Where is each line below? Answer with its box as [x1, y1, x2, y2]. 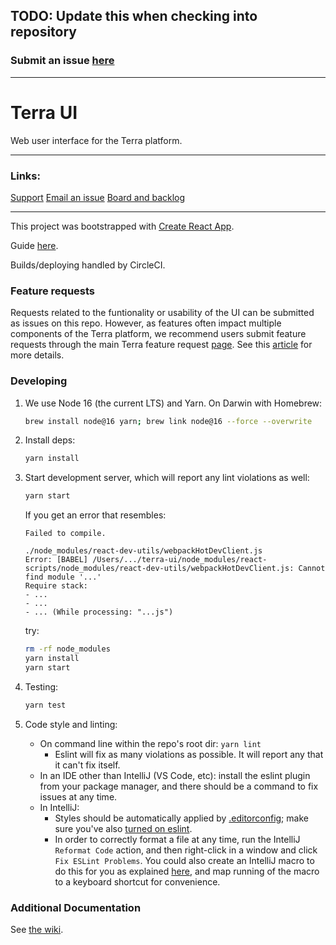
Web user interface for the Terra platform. [10, 134, 183, 146]
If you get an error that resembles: [24, 509, 167, 521]
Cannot [298, 564, 326, 574]
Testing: [24, 680, 59, 693]
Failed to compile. [24, 529, 107, 539]
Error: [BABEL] [24, 555, 89, 565]
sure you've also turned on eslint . [54, 822, 193, 834]
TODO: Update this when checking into [10, 8, 258, 25]
